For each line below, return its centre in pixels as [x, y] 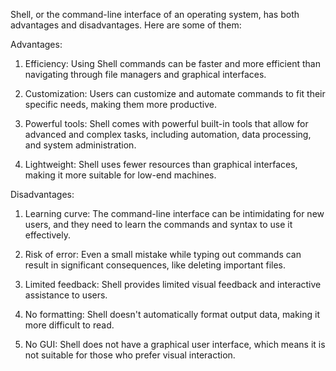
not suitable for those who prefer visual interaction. [130, 355]
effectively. [47, 235]
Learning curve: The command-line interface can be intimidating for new [174, 213]
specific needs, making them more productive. [120, 104]
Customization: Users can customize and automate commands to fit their [175, 93]
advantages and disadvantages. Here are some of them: [126, 25]
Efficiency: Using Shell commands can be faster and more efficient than [172, 63]
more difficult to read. [69, 325]
